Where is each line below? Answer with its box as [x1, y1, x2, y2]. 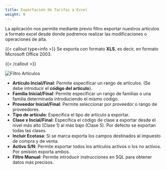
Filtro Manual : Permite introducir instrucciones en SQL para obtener [12, 154, 153, 160]
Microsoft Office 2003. [5, 51, 52, 57]
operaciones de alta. [5, 36, 47, 42]
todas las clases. [12, 127, 47, 133]
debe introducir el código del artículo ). [12, 85, 92, 91]
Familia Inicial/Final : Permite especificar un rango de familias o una [12, 90, 151, 96]
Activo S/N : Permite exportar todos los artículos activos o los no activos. [12, 143, 162, 149]
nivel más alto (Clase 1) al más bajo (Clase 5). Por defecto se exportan [12, 122, 156, 128]
